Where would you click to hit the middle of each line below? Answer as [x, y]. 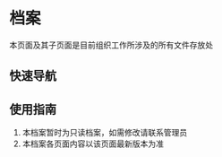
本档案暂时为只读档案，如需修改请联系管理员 [105, 133]
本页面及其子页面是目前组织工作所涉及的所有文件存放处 [111, 45]
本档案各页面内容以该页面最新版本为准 [93, 144]
